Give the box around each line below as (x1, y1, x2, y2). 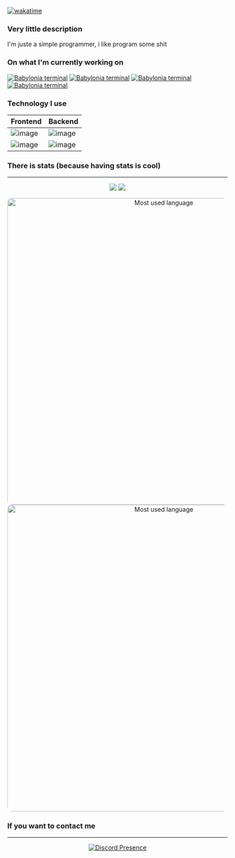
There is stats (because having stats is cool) (7, 161, 161, 170)
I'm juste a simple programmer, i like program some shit (7, 40, 167, 48)
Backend (48, 116, 79, 126)
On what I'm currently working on (7, 57, 124, 67)
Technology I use (7, 98, 67, 108)
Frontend (10, 116, 42, 126)
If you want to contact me (7, 821, 96, 831)
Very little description (7, 24, 83, 34)
